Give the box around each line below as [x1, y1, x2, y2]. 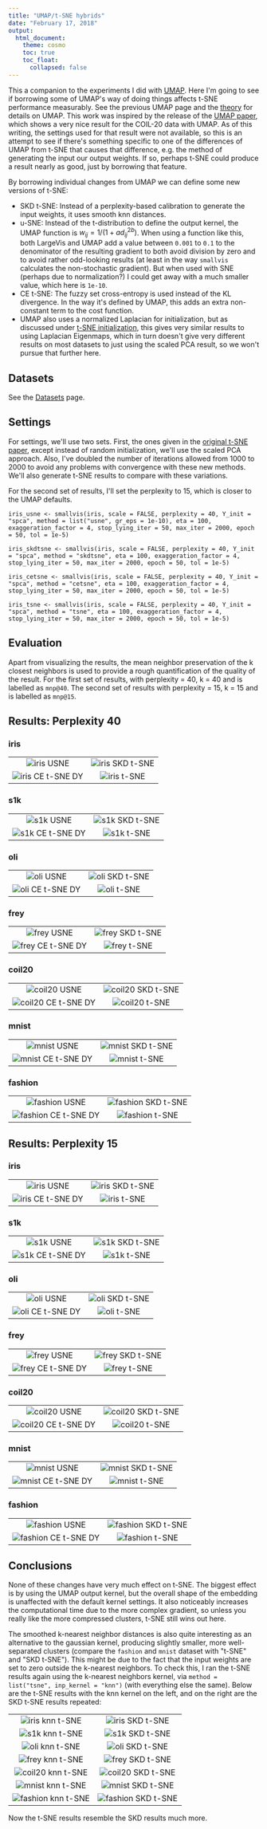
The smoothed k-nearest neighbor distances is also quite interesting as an [8, 1630, 253, 1639]
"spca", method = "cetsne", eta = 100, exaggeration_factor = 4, [8, 580, 230, 588]
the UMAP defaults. [8, 494, 73, 504]
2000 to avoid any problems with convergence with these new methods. [8, 462, 246, 471]
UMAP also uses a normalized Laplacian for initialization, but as [19, 314, 229, 324]
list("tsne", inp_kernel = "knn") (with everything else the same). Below [8, 1680, 253, 1690]
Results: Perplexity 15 [8, 1137, 118, 1150]
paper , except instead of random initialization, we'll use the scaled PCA [8, 445, 241, 454]
